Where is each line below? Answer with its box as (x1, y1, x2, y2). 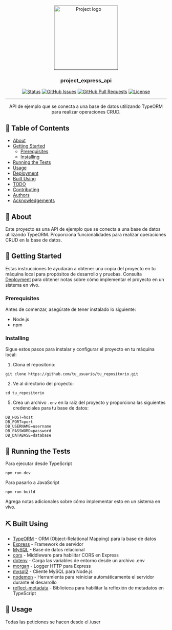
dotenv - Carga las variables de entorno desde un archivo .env (12, 557, 145, 563)
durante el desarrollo (12, 579, 57, 585)
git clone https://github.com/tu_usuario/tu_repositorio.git (5, 372, 139, 377)
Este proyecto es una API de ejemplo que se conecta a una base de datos (5, 226, 161, 232)
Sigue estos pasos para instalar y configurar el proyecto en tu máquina (5, 346, 155, 353)
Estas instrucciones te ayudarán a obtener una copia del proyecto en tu (5, 265, 156, 271)
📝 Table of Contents (5, 124, 70, 133)
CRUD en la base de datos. (5, 237, 62, 243)
